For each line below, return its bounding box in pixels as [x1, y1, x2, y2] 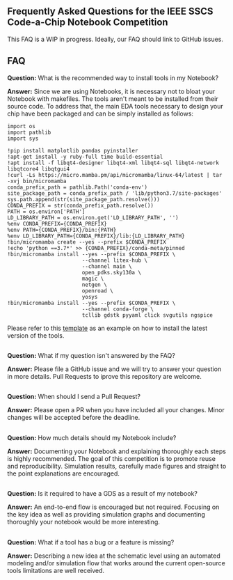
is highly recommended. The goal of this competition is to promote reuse [7, 454, 216, 462]
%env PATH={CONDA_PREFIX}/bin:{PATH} [7, 226, 117, 233]
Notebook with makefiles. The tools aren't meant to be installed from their [7, 94, 218, 103]
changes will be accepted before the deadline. [7, 414, 140, 422]
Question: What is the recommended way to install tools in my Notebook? [7, 73, 219, 82]
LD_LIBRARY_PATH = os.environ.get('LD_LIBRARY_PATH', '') [7, 214, 179, 221]
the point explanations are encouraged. [7, 469, 120, 478]
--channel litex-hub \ [81, 257, 148, 264]
